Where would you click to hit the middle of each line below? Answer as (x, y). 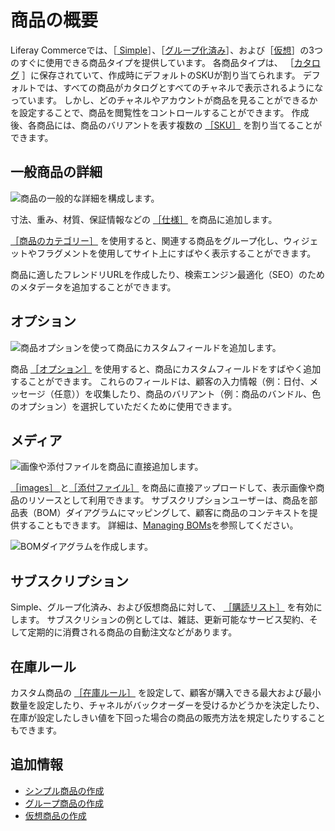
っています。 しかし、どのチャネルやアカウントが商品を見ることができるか (164, 100)
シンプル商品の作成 (64, 790)
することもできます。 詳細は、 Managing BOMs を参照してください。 (158, 525)
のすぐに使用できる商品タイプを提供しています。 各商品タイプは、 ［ (152, 62)
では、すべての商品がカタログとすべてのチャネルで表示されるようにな (180, 87)
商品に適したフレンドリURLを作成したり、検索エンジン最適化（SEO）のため (167, 274)
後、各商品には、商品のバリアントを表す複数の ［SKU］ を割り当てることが (166, 125)
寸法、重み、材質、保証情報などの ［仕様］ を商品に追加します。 (144, 219)
